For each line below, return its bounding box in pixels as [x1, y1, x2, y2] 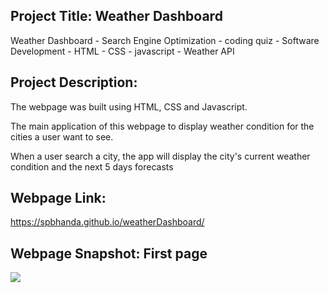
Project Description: [10, 74, 138, 91]
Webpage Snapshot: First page [10, 245, 208, 262]
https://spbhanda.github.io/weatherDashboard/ [10, 216, 205, 228]
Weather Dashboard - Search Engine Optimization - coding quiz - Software [10, 34, 320, 46]
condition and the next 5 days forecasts [10, 160, 174, 173]
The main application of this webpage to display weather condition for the [10, 120, 315, 132]
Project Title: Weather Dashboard [10, 8, 223, 25]
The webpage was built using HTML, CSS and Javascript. [10, 100, 248, 113]
